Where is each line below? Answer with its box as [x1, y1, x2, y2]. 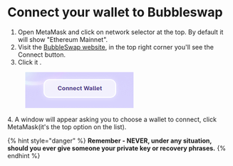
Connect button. [17, 50, 66, 59]
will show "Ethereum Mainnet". [17, 35, 108, 43]
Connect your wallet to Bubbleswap [7, 4, 223, 21]
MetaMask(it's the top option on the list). [7, 122, 127, 131]
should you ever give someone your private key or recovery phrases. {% [7, 143, 227, 153]
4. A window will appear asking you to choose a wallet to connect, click [7, 115, 217, 123]
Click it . [17, 57, 42, 66]
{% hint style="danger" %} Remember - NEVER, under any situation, [7, 136, 212, 145]
